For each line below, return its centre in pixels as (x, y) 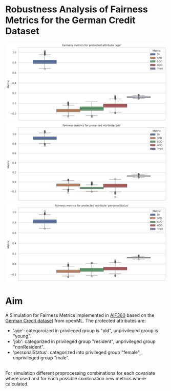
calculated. (17, 384)
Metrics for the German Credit (70, 20)
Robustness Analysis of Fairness (77, 9)
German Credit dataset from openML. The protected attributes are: (76, 321)
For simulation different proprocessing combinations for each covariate (80, 373)
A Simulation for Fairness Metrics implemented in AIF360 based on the (80, 315)
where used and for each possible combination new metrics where (76, 379)
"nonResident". (28, 347)
